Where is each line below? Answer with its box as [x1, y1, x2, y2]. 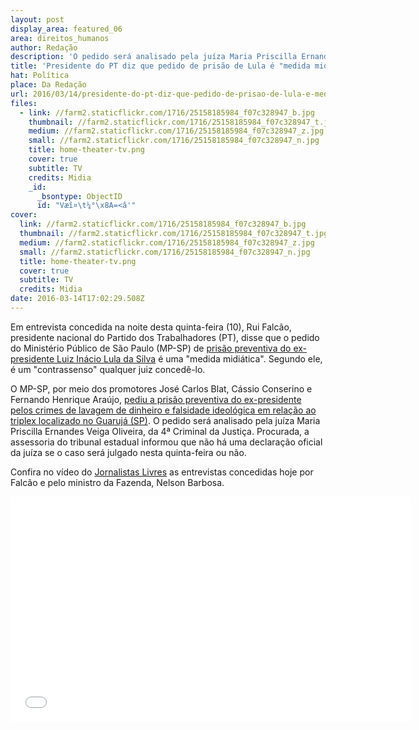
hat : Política [10, 71, 70, 81]
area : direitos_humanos [10, 33, 110, 43]
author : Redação [10, 42, 78, 53]
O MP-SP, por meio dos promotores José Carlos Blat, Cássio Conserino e [10, 382, 313, 395]
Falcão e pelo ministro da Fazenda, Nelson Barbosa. [10, 476, 225, 488]
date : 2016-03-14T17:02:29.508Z [10, 294, 145, 304]
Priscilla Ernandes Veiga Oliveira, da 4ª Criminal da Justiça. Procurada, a [10, 425, 310, 437]
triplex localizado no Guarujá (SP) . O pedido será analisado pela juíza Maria [10, 414, 321, 426]
